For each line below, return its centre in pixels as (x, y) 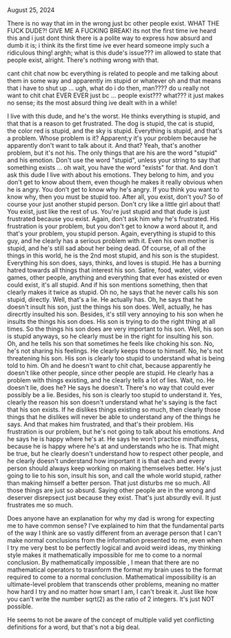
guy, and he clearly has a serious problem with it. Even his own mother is (111, 241)
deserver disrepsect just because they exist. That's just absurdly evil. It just (114, 497)
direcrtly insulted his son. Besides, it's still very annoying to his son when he (115, 314)
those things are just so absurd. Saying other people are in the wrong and (111, 490)
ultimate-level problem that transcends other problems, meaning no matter (113, 584)
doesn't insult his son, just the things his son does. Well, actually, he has (110, 307)
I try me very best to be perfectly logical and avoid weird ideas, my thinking (114, 548)
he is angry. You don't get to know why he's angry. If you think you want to (113, 190)
